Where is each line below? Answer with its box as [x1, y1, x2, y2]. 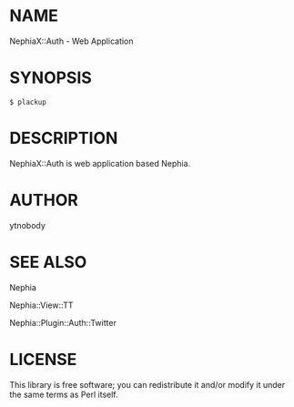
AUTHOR [9, 190, 79, 210]
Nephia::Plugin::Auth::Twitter [9, 317, 117, 328]
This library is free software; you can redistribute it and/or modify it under [9, 379, 286, 390]
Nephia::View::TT [9, 300, 75, 310]
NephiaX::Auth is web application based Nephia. [9, 158, 191, 168]
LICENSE [9, 349, 77, 370]
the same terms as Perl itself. [9, 389, 118, 400]
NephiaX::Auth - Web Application [9, 36, 134, 46]
